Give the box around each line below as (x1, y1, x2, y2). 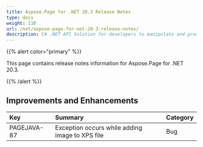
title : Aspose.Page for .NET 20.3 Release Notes (6, 8, 131, 15)
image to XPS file (55, 131, 104, 139)
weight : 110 (6, 20, 36, 26)
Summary (55, 113, 84, 122)
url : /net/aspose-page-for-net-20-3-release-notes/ (6, 25, 139, 32)
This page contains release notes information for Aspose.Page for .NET (6, 60, 184, 67)
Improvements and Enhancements (6, 95, 139, 106)
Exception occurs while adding (55, 123, 143, 132)
